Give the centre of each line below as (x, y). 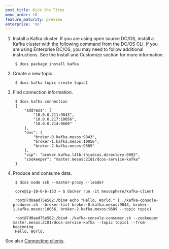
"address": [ (38, 111)
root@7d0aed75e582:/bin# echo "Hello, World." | (67, 200)
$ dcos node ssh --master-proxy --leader (59, 183)
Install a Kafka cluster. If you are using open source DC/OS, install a (83, 39)
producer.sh (25, 205)
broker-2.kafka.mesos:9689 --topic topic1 (106, 209)
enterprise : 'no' (24, 24)
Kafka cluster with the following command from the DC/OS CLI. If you (85, 44)
